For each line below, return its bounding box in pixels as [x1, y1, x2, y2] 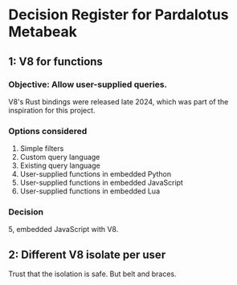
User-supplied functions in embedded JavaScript [19, 178, 183, 188]
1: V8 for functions [8, 55, 103, 68]
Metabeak [8, 22, 78, 41]
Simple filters [19, 144, 64, 153]
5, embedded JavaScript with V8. [8, 225, 119, 234]
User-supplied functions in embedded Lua [19, 186, 161, 196]
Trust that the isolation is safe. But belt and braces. [8, 269, 177, 279]
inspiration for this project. [8, 105, 96, 115]
